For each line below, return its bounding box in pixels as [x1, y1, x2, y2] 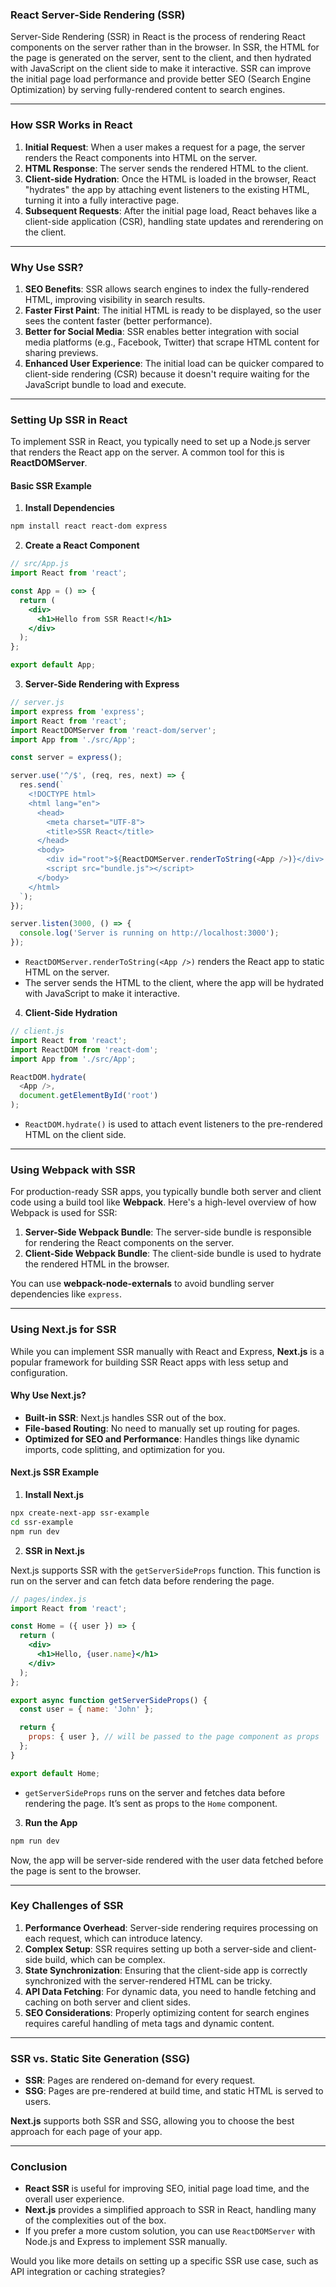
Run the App [24, 1816, 78, 1828]
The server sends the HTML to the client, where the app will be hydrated [24, 977, 325, 989]
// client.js [10, 1026, 65, 1037]
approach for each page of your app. [10, 2126, 163, 2138]
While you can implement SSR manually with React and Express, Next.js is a [10, 1345, 325, 1357]
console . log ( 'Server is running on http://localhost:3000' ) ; [19, 928, 280, 938]
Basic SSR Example [10, 479, 92, 492]
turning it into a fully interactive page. [24, 194, 180, 206]
